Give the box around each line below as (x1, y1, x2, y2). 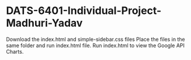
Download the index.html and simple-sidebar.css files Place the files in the (6, 36, 185, 43)
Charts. (6, 48, 24, 55)
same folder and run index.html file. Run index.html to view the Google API (6, 42, 185, 49)
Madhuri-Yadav (6, 16, 83, 30)
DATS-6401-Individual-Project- (6, 4, 162, 17)
